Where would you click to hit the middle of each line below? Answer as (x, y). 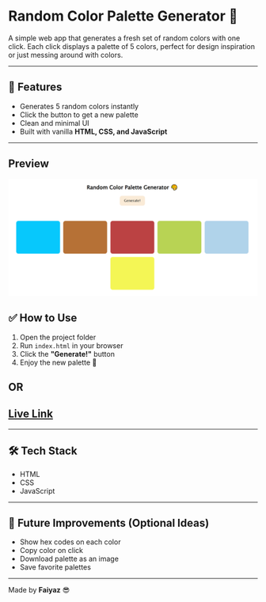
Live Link (31, 414)
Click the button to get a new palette (79, 115)
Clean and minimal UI (54, 123)
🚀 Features (35, 87)
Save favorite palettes (55, 567)
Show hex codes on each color (70, 542)
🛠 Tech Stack (43, 451)
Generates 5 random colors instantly (79, 106)
